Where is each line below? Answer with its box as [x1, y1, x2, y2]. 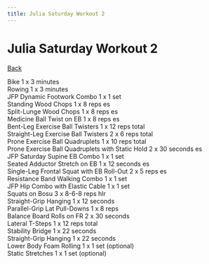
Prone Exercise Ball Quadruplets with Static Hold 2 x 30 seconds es [7, 145, 203, 153]
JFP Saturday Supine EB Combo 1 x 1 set [7, 152, 124, 160]
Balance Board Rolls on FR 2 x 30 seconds [7, 211, 130, 220]
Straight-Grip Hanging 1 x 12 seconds [7, 197, 115, 205]
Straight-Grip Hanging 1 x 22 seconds [7, 234, 116, 242]
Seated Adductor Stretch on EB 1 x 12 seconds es [7, 159, 149, 168]
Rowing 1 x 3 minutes [7, 85, 69, 93]
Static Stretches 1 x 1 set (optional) [7, 249, 107, 257]
